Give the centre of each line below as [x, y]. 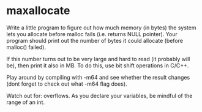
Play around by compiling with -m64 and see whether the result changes [98, 77]
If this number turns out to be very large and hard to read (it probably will [98, 59]
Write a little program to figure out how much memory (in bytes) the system [101, 28]
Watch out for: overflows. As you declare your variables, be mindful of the [99, 95]
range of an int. [25, 102]
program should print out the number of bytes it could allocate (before [95, 40]
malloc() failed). [26, 47]
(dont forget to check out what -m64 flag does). [67, 84]
